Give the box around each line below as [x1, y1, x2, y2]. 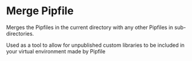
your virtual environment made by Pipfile [6, 47, 106, 54]
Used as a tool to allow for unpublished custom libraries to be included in [6, 41, 185, 49]
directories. [6, 30, 34, 37]
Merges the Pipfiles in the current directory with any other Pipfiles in [6, 24, 174, 31]
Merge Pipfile [6, 4, 74, 18]
